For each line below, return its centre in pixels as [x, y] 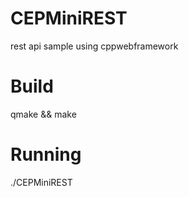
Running [46, 154]
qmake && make [43, 114]
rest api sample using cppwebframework [94, 46]
